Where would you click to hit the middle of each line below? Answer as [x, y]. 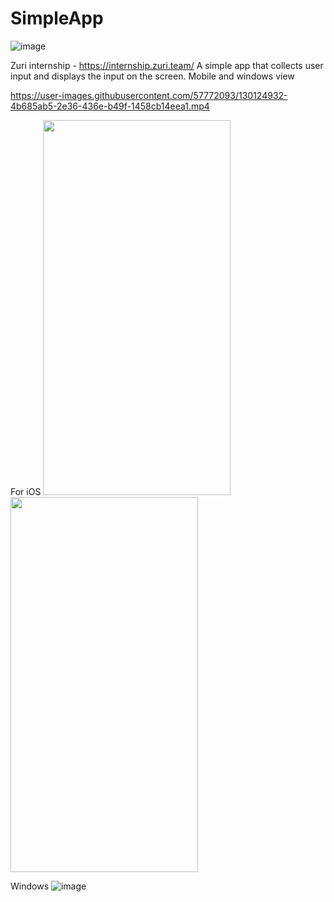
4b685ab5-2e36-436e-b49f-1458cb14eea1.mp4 [110, 106]
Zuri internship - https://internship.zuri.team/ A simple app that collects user [167, 65]
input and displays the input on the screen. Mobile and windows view [152, 76]
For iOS [26, 491]
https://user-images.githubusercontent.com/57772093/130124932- [149, 95]
